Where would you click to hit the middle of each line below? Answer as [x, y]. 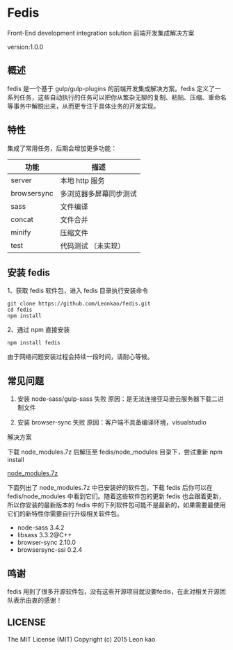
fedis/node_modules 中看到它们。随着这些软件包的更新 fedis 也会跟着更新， [116, 496]
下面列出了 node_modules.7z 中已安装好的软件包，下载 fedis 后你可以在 [110, 488]
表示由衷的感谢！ [38, 600]
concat [22, 219]
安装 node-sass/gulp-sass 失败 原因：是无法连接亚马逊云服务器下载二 [117, 399]
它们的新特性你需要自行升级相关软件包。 [65, 514]
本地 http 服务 [83, 180]
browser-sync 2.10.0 [47, 542]
